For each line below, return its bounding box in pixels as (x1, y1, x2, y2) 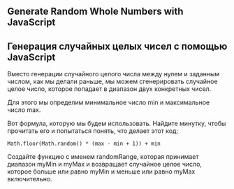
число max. (7, 106, 41, 114)
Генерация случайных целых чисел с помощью (7, 40, 228, 52)
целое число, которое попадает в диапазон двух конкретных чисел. (7, 85, 212, 93)
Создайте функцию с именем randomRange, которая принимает (7, 153, 199, 161)
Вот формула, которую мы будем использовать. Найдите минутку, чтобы (7, 119, 226, 128)
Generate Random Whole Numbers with (7, 6, 184, 17)
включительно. (7, 175, 52, 183)
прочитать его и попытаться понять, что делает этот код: (7, 127, 179, 135)
